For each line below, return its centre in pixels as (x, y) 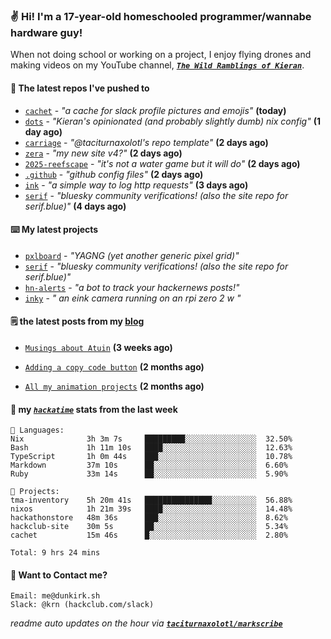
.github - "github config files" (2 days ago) (114, 174)
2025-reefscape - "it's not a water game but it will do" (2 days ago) (162, 163)
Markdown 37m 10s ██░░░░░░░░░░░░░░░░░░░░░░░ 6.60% (149, 465)
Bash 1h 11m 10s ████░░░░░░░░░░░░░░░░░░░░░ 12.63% (151, 448)
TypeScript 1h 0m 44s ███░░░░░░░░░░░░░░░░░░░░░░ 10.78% (151, 457)
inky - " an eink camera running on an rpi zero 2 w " (133, 298)
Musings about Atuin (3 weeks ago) (98, 347)
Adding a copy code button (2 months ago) (114, 366)
